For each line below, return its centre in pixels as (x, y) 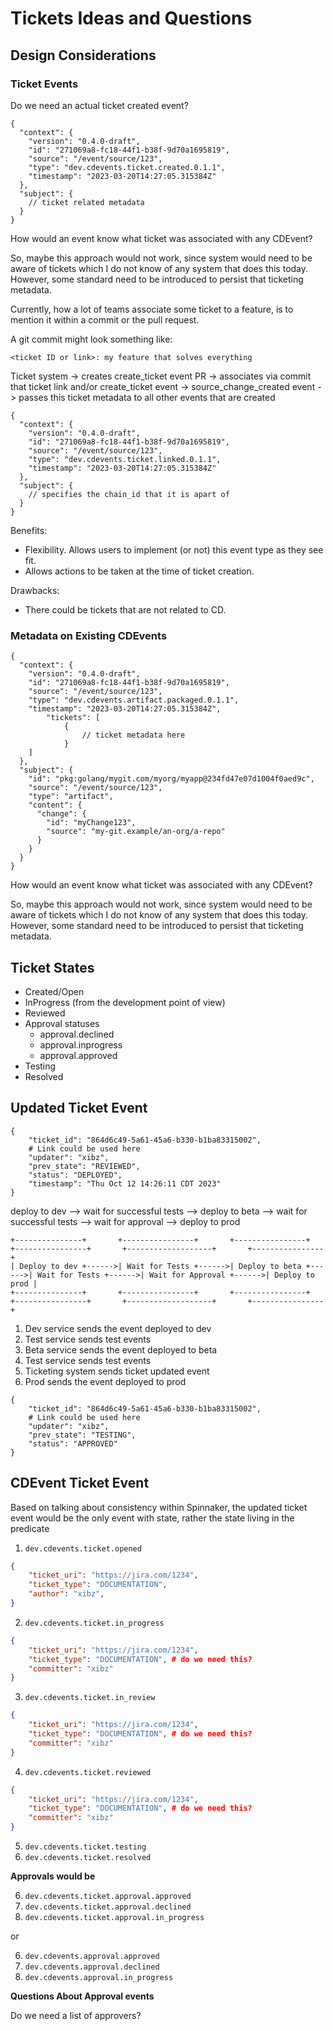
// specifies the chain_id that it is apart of (129, 494)
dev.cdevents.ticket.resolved (88, 1858)
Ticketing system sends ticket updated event (117, 1371)
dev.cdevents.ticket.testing (85, 1847)
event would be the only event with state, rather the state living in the (152, 1518)
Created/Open (54, 991)
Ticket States (52, 967)
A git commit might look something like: (91, 339)
